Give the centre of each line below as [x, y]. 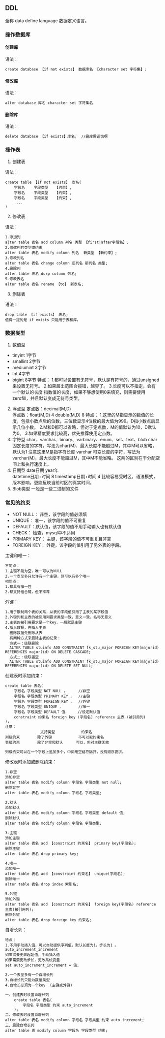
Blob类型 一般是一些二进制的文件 [45, 488]
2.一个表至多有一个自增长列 [29, 975]
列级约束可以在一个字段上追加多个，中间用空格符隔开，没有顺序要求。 [66, 752]
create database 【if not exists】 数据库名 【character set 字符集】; [76, 69]
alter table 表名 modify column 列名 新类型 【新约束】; [61, 253]
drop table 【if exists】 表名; [37, 315]
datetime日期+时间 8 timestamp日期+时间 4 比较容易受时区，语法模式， [85, 476]
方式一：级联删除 [24, 644]
